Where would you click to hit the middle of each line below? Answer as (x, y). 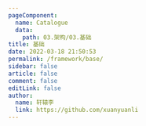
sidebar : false (33, 67)
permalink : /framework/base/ (56, 59)
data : (24, 30)
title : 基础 (26, 45)
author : (21, 95)
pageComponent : (33, 15)
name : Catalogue (42, 23)
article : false (33, 74)
